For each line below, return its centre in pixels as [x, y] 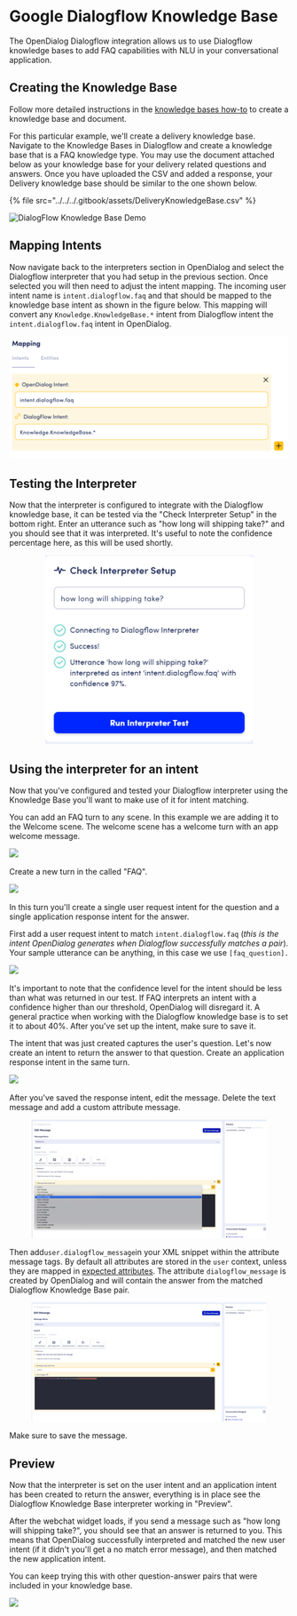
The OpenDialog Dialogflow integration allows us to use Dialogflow [131, 41]
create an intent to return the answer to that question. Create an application [147, 1053]
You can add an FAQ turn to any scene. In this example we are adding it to [144, 817]
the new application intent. [58, 1559]
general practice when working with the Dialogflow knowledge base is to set [148, 1017]
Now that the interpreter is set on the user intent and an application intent [143, 1485]
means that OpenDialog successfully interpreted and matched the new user [147, 1540]
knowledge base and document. [68, 118]
